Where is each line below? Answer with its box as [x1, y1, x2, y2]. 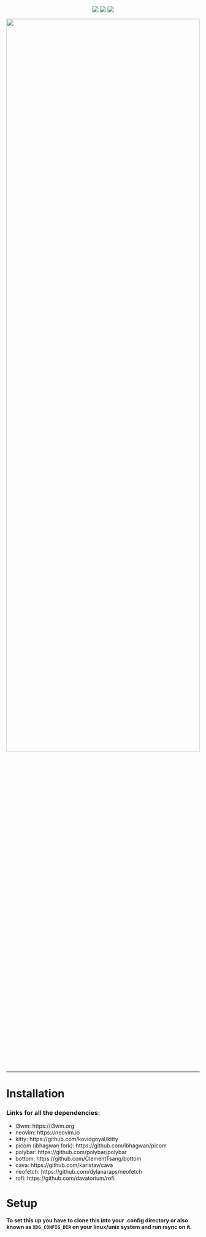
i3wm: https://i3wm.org [15, 1122, 75, 1130]
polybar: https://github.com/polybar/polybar [15, 1149, 127, 1156]
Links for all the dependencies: [6, 1109, 101, 1117]
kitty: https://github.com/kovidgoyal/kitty [15, 1136, 118, 1143]
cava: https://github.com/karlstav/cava [15, 1161, 113, 1169]
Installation [6, 1087, 65, 1101]
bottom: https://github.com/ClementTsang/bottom [15, 1155, 142, 1163]
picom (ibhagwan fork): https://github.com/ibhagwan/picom [15, 1142, 167, 1149]
